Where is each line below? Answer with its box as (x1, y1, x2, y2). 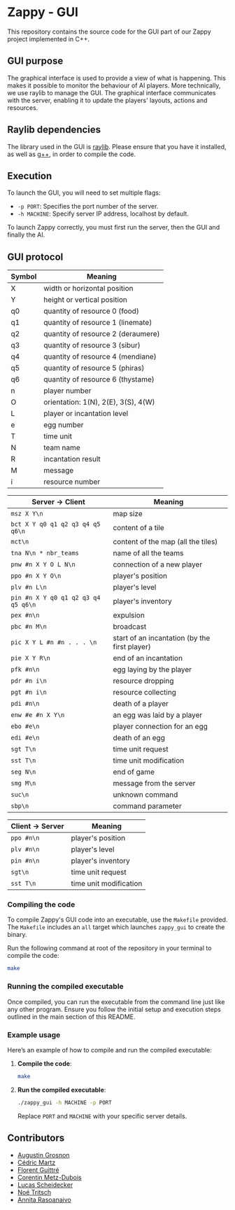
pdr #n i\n (10, 677, 47, 685)
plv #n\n (10, 845, 40, 854)
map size (113, 509, 143, 519)
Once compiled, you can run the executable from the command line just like (7, 997, 225, 1006)
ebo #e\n (10, 723, 40, 730)
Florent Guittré (17, 1165, 59, 1174)
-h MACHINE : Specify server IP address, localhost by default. (17, 209, 189, 218)
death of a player (113, 699, 169, 709)
